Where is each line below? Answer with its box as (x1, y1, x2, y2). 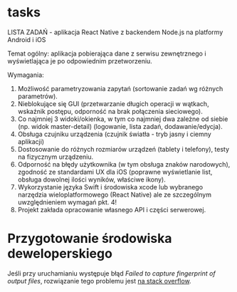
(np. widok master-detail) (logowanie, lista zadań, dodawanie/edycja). (17, 122, 223, 130)
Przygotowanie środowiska (7, 231, 172, 246)
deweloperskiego (7, 246, 112, 262)
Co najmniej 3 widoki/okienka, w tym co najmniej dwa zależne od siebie (17, 115, 228, 123)
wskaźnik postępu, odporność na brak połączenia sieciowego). (17, 107, 203, 115)
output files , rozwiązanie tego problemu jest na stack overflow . (7, 276, 191, 285)
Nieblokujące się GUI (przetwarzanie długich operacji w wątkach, (17, 99, 209, 108)
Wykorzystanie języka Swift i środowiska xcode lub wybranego (17, 182, 204, 191)
